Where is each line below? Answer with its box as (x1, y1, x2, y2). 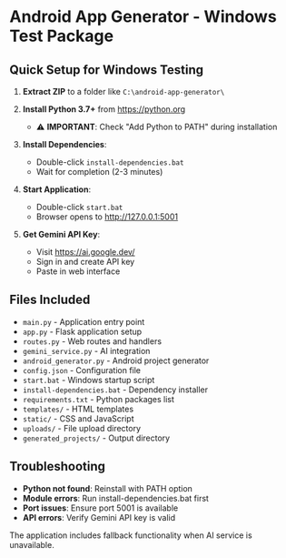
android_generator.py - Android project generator (22, 355, 210, 366)
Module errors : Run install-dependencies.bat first (22, 492, 209, 503)
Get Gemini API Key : (22, 229, 101, 239)
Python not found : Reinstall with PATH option (22, 482, 193, 493)
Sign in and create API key (35, 257, 135, 267)
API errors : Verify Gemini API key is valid (22, 512, 176, 522)
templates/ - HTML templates (22, 403, 134, 414)
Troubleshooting (9, 459, 106, 474)
